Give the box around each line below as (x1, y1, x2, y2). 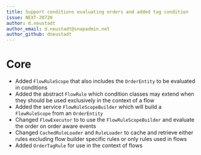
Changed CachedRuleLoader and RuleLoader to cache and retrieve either (15, 129, 194, 136)
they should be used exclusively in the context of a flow (15, 97, 155, 104)
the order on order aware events (15, 122, 97, 130)
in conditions (15, 84, 48, 91)
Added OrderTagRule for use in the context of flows (15, 142, 143, 149)
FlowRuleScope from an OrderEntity (15, 110, 103, 117)
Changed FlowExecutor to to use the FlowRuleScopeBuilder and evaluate (15, 116, 195, 124)
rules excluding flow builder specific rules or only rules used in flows (15, 136, 187, 143)
